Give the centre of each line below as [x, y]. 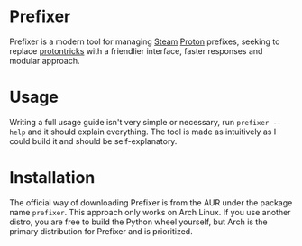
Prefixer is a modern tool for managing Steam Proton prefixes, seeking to [145, 41]
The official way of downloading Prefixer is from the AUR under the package [151, 202]
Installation [52, 178]
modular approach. [45, 60]
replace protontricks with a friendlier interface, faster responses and [136, 50]
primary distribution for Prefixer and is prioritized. [101, 231]
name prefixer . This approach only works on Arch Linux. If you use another [150, 212]
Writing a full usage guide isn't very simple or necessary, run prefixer [139, 122]
